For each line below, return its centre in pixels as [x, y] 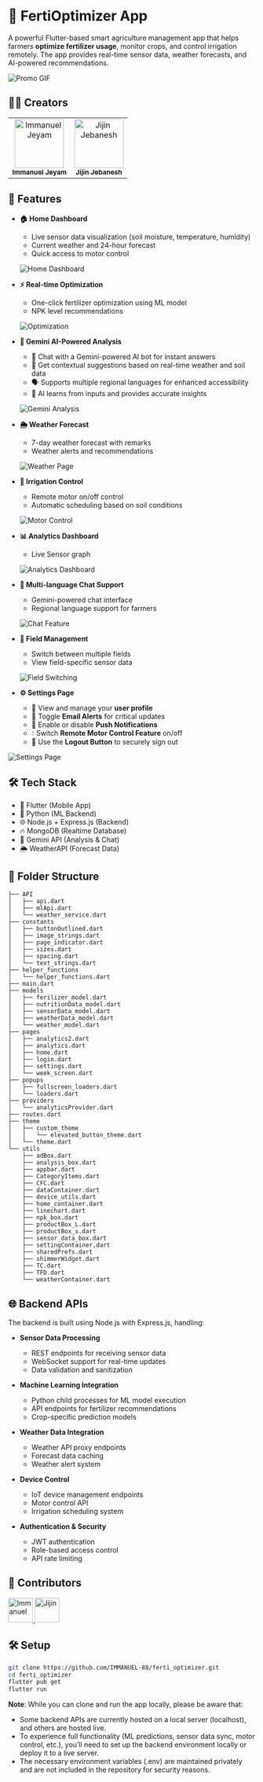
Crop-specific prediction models [84, 1417]
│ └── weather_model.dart [54, 1025]
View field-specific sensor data [82, 662]
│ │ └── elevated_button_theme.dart [75, 1135]
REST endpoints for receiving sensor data [99, 1353]
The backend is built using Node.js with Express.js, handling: [106, 1323]
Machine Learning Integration [69, 1385]
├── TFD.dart [44, 1273]
